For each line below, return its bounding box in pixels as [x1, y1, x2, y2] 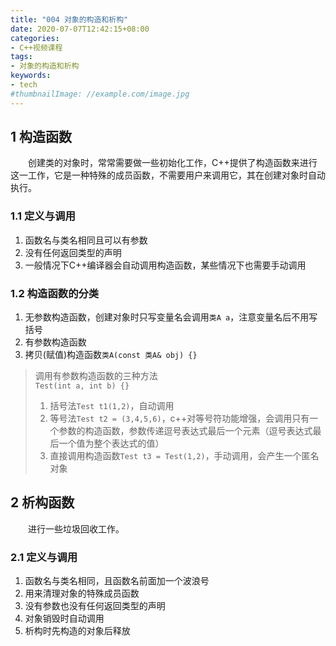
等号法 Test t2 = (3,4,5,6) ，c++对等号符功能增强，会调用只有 [49, 412, 310, 425]
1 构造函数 [10, 129, 73, 146]
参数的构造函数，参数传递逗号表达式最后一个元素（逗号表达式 [58, 425, 313, 437]
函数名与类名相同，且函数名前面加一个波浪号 [24, 575, 210, 587]
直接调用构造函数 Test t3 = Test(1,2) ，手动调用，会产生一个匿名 [49, 450, 320, 462]
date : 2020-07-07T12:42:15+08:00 [10, 24, 150, 34]
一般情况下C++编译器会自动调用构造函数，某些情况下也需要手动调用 [24, 259, 307, 271]
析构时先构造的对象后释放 [24, 625, 131, 637]
